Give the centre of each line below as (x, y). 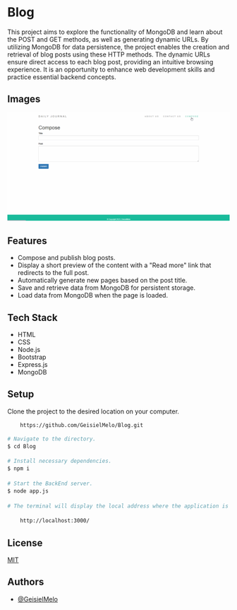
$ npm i (19, 469)
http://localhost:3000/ (55, 521)
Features (27, 241)
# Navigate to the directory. (52, 439)
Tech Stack (32, 318)
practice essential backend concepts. (62, 77)
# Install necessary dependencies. (60, 461)
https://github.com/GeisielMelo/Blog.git (81, 425)
